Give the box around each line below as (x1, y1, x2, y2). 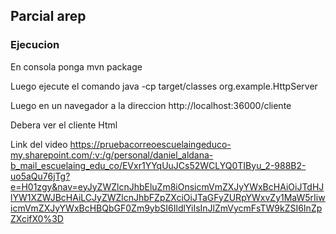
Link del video (10, 138, 68, 150)
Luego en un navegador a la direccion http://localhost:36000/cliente (10, 99, 292, 111)
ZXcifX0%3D (10, 212, 64, 224)
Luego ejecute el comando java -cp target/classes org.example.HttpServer (10, 80, 318, 92)
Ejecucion (10, 38, 60, 52)
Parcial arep (10, 8, 87, 25)
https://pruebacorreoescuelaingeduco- (69, 138, 232, 150)
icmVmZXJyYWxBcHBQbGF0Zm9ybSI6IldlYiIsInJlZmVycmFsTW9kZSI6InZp (10, 202, 323, 214)
